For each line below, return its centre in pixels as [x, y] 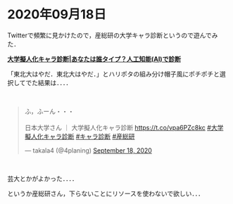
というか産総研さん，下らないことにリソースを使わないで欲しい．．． [106, 193]
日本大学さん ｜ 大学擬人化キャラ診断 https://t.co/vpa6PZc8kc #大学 [124, 127]
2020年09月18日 [57, 14]
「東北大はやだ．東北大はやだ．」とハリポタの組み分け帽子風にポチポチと [114, 74]
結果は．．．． [55, 82]
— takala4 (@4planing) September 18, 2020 [88, 150]
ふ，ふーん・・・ [49, 111]
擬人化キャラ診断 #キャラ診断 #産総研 [80, 136]
